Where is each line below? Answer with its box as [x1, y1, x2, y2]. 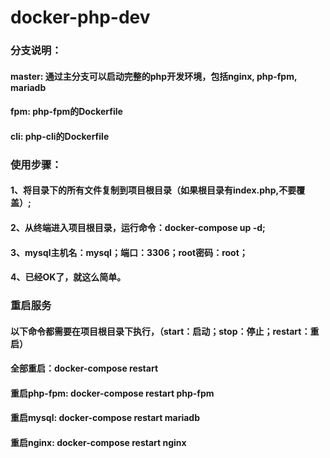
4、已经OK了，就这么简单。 [10, 271, 127, 283]
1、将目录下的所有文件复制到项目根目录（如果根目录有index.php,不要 [10, 184, 297, 196]
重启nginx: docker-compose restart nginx [10, 437, 187, 449]
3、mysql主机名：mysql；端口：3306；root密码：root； [10, 246, 248, 258]
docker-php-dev [10, 6, 151, 29]
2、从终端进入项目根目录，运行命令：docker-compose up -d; [10, 222, 266, 233]
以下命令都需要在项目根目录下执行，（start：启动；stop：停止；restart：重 [10, 325, 320, 337]
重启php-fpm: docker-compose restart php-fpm [10, 387, 215, 399]
